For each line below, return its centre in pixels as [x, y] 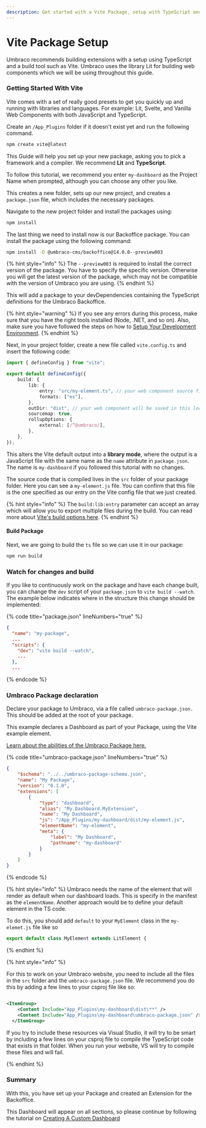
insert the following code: [39, 352]
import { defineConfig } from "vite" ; [56, 363]
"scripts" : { [29, 645]
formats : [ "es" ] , [61, 396]
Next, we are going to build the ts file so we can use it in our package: [95, 544]
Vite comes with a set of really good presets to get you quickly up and [95, 101]
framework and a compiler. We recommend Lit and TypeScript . [86, 163]
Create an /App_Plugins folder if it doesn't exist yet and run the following [98, 126]
